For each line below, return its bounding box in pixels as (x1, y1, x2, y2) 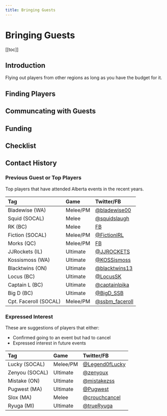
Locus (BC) (8, 273, 35, 280)
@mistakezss (82, 377, 115, 384)
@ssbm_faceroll (95, 298, 134, 305)
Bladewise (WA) (8, 206, 46, 213)
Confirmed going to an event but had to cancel (12, 334, 111, 340)
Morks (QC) (8, 239, 37, 247)
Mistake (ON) (8, 377, 40, 384)
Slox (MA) (8, 394, 32, 401)
